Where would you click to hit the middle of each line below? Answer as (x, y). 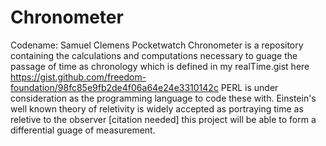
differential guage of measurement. (83, 130)
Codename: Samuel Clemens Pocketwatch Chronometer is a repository (157, 45)
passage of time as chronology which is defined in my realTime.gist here (160, 66)
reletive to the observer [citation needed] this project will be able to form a (163, 119)
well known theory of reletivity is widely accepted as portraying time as (157, 108)
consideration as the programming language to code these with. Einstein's (163, 98)
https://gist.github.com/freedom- (78, 77)
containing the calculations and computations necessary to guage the (154, 55)
